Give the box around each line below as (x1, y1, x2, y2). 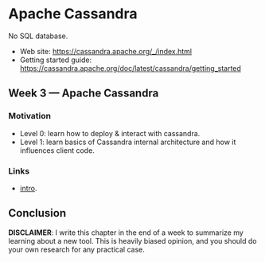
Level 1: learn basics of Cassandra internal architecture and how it (19, 137, 236, 147)
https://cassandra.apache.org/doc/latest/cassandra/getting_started (19, 63, 241, 72)
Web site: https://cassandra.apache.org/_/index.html (19, 46, 193, 56)
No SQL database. (8, 31, 68, 41)
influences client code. (19, 145, 95, 155)
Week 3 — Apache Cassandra (8, 87, 159, 100)
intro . (19, 183, 37, 193)
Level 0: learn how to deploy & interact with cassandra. (19, 128, 201, 138)
